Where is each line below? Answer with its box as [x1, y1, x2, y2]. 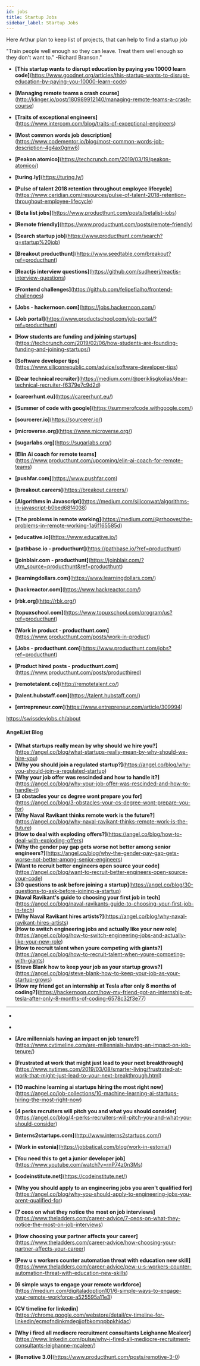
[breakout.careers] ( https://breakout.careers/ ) [14, 486, 129, 494]
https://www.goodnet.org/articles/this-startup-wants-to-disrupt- [32, 72, 190, 79]
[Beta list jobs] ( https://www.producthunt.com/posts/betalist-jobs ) [14, 209, 177, 217]
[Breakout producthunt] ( [14, 250, 77, 258]
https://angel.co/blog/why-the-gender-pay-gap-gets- [47, 849, 180, 857]
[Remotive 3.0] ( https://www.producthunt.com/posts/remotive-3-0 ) [14, 1353, 180, 1360]
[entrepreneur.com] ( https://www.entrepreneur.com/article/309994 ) [14, 703, 183, 711]
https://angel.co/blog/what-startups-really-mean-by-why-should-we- [17, 748, 188, 756]
